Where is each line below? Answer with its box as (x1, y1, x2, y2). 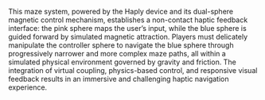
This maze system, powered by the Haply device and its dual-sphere (8, 7, 233, 16)
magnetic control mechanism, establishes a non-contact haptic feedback (8, 15, 248, 25)
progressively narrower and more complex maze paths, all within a (8, 49, 227, 58)
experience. (8, 83, 48, 92)
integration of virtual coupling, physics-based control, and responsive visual (8, 66, 258, 75)
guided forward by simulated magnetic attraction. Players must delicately (8, 32, 248, 41)
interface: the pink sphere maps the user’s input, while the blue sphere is (8, 24, 247, 33)
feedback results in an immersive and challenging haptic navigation (8, 75, 229, 83)
